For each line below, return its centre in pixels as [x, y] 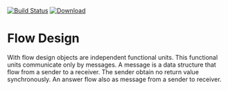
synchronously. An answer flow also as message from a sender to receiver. [114, 79]
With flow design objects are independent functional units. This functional [113, 57]
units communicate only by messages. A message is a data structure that [112, 65]
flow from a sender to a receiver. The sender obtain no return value [103, 71]
